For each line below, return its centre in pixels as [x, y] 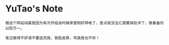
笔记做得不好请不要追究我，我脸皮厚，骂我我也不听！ [53, 38]
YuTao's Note [34, 9]
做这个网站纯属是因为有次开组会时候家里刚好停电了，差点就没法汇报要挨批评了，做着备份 [84, 23]
